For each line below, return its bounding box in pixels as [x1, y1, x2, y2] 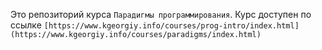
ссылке [10, 19, 42, 31]
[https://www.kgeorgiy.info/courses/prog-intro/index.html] [43, 21, 300, 31]
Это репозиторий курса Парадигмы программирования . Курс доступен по [10, 9, 312, 20]
